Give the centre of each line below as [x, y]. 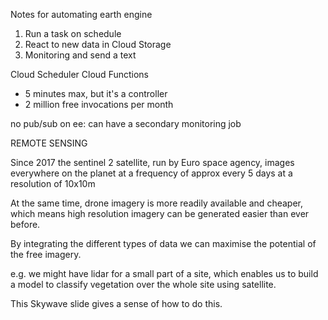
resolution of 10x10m [53, 183]
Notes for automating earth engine [81, 14]
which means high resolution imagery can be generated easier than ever [160, 213]
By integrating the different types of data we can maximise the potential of [163, 243]
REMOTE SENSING [49, 143]
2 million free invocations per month [99, 104]
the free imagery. [46, 254]
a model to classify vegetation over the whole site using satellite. [143, 284]
